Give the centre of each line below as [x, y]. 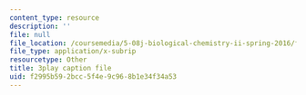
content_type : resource [55, 18]
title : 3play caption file [61, 69]
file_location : [38, 43]
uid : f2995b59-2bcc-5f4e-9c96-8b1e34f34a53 [93, 77]
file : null [30, 34]
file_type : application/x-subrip [73, 52]
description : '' [40, 26]
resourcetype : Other [49, 60]
